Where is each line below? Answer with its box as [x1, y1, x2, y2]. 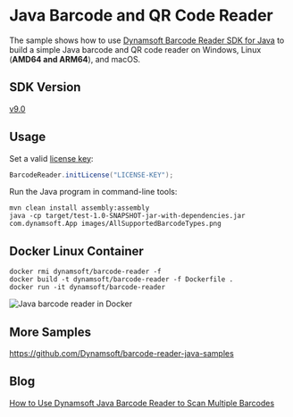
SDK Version [9, 79, 81, 95]
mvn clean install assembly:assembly [9, 204, 150, 213]
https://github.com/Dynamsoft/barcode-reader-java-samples [9, 348, 234, 359]
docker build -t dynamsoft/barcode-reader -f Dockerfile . [9, 275, 234, 284]
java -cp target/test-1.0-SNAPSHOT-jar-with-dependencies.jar [9, 212, 246, 221]
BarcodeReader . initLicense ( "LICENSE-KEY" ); [9, 171, 174, 179]
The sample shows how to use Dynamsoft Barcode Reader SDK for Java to [9, 35, 285, 46]
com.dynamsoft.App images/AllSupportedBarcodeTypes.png [9, 220, 222, 229]
